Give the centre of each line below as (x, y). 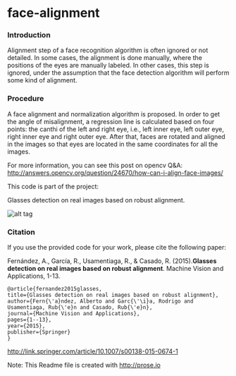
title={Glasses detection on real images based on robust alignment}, (113, 295)
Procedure (26, 99)
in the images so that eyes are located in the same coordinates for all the (113, 144)
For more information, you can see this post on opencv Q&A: (95, 165)
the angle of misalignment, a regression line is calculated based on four (111, 121)
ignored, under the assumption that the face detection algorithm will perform (118, 73)
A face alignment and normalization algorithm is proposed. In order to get (114, 114)
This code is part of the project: (53, 186)
